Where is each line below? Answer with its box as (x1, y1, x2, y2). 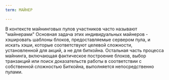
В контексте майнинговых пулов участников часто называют (5, 26, 138, 32)
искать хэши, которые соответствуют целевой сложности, (5, 42, 133, 48)
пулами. (5, 69, 23, 75)
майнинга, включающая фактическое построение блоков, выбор (5, 53, 146, 59)
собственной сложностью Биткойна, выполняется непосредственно (5, 63, 154, 69)
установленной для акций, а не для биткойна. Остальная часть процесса (5, 47, 164, 53)
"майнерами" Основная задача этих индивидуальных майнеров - (5, 31, 148, 37)
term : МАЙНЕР (5, 7, 33, 13)
